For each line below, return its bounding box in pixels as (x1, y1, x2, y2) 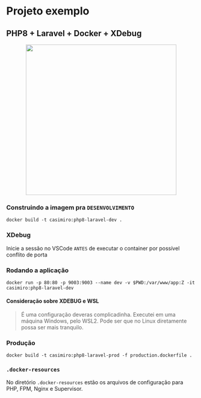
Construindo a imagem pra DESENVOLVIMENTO (6, 203, 134, 211)
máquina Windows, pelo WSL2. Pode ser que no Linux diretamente (20, 317, 187, 325)
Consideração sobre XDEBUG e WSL (6, 297, 99, 305)
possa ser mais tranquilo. (20, 324, 84, 331)
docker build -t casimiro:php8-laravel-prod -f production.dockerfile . (6, 352, 193, 359)
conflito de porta (6, 251, 48, 258)
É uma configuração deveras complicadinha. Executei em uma (20, 311, 176, 319)
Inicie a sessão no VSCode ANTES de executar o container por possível (6, 244, 180, 252)
